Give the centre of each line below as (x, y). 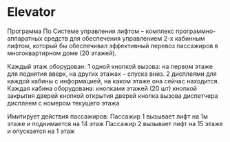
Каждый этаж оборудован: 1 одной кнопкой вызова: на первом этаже (110, 66)
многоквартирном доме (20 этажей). (62, 53)
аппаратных (25, 38)
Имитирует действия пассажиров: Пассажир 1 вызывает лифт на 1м (107, 116)
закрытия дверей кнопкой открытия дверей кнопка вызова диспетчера (113, 95)
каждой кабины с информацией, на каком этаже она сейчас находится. (113, 81)
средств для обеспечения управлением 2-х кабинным (124, 38)
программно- (196, 31)
